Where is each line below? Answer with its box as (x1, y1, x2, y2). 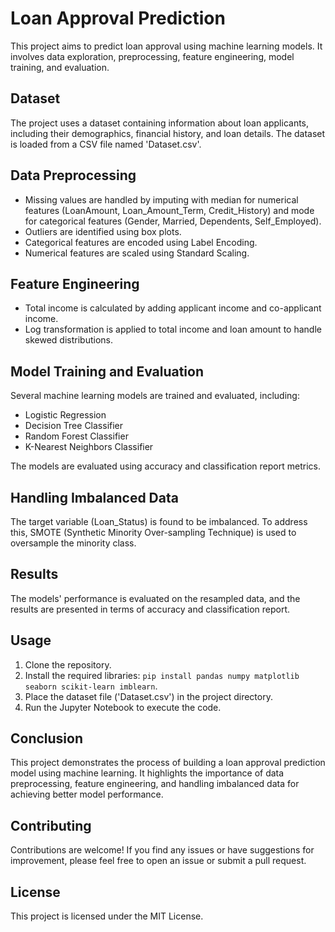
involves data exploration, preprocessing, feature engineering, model (10, 50, 295, 62)
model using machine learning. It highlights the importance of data (10, 767, 285, 779)
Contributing (10, 817, 92, 834)
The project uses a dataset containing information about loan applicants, (10, 117, 310, 129)
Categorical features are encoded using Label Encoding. (24, 236, 258, 248)
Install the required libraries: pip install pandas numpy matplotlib (24, 669, 300, 681)
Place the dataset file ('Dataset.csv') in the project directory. (24, 690, 273, 702)
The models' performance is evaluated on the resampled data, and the (10, 592, 301, 604)
